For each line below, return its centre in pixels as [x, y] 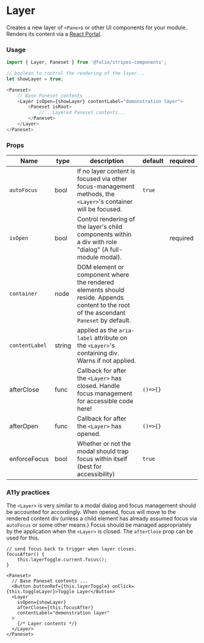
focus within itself [102, 459]
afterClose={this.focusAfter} [56, 608]
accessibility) [96, 474]
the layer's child [100, 227]
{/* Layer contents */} [47, 624]
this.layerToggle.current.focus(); [62, 560]
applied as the [97, 331]
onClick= [123, 586]
